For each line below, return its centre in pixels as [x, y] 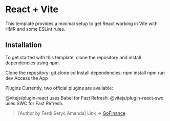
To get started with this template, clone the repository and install [73, 57]
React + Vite [32, 9]
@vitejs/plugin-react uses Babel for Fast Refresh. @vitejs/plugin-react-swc [84, 98]
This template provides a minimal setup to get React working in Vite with [81, 23]
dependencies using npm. [33, 63]
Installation [24, 45]
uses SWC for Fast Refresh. [35, 103]
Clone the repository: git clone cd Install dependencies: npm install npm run [85, 72]
